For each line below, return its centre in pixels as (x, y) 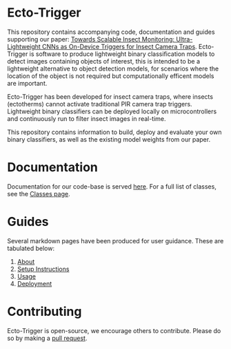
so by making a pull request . (47, 338)
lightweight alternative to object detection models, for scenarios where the (113, 68)
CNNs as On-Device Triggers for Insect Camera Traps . (120, 46)
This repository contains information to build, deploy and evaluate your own (114, 132)
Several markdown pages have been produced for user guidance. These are (115, 240)
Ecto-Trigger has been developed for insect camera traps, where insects (110, 96)
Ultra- (184, 39)
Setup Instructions (43, 269)
